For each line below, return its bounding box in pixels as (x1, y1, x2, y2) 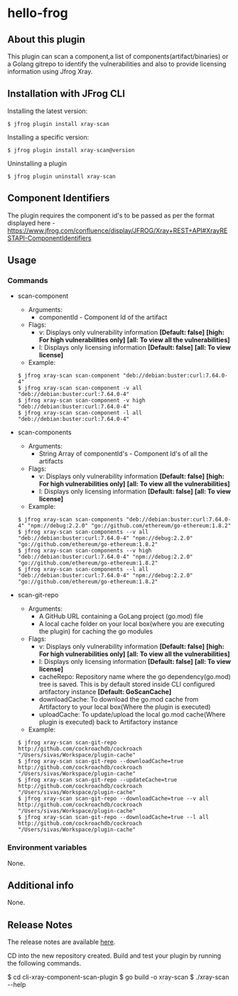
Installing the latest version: (7, 107, 88, 115)
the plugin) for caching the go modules (38, 627, 153, 636)
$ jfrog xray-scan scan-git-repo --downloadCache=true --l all (17, 814, 210, 821)
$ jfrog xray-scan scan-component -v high (17, 397, 146, 405)
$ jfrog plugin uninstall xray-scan (7, 173, 116, 180)
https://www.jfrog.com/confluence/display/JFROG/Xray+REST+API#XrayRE (7, 226, 228, 235)
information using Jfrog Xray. (7, 68, 93, 75)
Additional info (7, 879, 75, 891)
